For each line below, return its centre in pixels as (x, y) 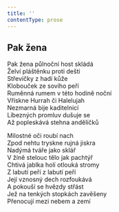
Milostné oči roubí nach (40, 136)
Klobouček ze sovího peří (43, 86)
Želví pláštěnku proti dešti (44, 71)
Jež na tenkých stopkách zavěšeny (57, 194)
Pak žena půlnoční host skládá (51, 64)
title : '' (21, 13)
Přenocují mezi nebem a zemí (49, 201)
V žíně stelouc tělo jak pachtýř (50, 158)
